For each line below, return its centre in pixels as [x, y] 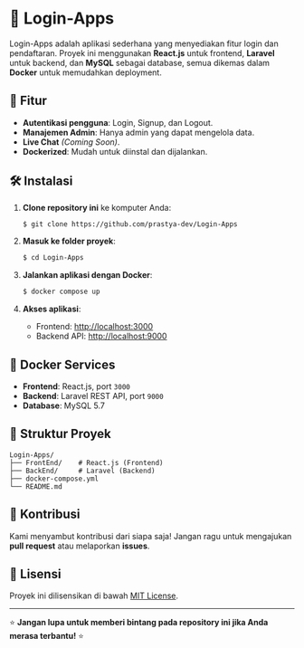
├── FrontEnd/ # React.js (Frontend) [87, 462]
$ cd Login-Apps [53, 258]
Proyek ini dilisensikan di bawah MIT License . [94, 596]
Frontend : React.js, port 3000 [76, 386]
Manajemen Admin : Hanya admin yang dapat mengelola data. [138, 132]
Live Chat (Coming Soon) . [71, 142]
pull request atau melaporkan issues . [80, 546]
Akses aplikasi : [52, 309]
